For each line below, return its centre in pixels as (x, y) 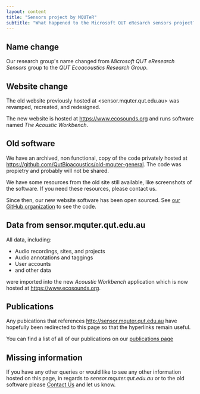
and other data (33, 270)
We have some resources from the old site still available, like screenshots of (99, 182)
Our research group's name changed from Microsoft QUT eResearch (90, 61)
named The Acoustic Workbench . (47, 125)
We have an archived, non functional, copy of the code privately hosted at (97, 158)
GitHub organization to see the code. (51, 206)
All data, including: (29, 240)
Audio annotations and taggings (54, 258)
